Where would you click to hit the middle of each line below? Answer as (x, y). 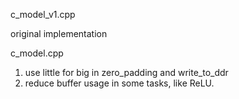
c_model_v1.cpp (43, 14)
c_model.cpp (37, 53)
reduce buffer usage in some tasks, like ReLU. (119, 83)
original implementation (59, 33)
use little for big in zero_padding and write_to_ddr (126, 72)
